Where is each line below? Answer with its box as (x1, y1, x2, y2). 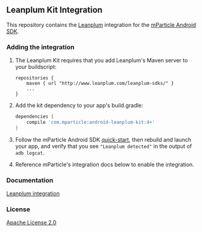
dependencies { (15, 114, 54, 120)
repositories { (15, 75, 54, 81)
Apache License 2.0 (6, 219, 57, 227)
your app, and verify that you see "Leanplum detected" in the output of (15, 142, 192, 150)
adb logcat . (15, 149, 45, 156)
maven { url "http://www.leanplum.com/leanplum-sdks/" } (26, 81, 175, 87)
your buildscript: (15, 63, 57, 71)
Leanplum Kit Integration (6, 5, 103, 15)
